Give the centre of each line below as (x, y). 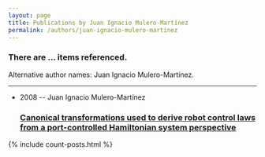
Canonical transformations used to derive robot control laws (138, 117)
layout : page (30, 15)
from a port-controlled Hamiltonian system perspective (128, 127)
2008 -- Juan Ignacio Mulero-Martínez (82, 97)
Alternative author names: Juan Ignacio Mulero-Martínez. (101, 75)
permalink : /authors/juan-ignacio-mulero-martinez (93, 30)
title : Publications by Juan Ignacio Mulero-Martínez (99, 23)
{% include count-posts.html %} (60, 144)
